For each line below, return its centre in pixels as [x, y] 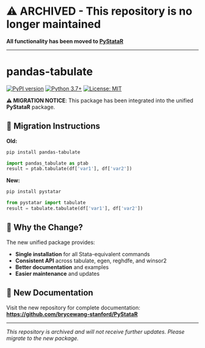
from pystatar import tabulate [46, 203]
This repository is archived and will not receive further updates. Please [95, 331]
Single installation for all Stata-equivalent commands [83, 254]
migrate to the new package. [43, 338]
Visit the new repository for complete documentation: [73, 308]
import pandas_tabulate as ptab [47, 163]
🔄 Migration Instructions [53, 126]
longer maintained [54, 24]
